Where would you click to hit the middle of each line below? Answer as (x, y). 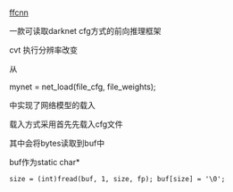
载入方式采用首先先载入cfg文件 (66, 124)
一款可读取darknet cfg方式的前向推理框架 (85, 31)
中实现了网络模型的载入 (52, 105)
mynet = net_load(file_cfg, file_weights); (83, 87)
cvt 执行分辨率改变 (44, 50)
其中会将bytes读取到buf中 (57, 143)
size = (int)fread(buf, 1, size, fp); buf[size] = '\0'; (117, 179)
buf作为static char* (45, 163)
